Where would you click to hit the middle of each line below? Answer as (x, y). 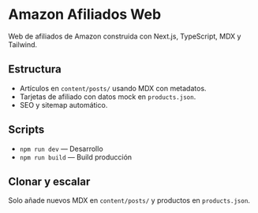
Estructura (35, 70)
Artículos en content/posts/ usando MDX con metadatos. (113, 88)
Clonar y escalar (49, 181)
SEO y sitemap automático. (64, 105)
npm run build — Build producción (76, 157)
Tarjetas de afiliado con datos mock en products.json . (108, 97)
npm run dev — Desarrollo (62, 149)
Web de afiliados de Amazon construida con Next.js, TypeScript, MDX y (125, 36)
